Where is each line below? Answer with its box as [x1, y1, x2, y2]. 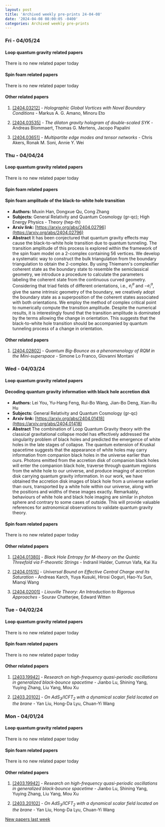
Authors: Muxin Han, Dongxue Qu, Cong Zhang [12, 208, 109, 214]
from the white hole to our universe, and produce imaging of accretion [12, 468, 155, 474]
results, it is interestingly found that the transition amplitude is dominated [12, 310, 161, 316]
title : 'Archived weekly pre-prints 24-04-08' [5, 12, 102, 17]
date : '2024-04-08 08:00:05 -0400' [5, 16, 78, 21]
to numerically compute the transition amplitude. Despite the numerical [12, 305, 157, 311]
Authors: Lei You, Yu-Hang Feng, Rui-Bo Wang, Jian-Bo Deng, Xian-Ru [12, 400, 157, 406]
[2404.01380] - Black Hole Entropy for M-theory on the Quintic [12, 554, 140, 560]
